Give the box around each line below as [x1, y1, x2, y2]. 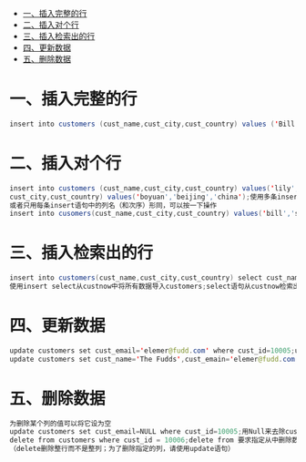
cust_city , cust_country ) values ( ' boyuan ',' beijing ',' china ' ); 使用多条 [9, 192, 278, 201]
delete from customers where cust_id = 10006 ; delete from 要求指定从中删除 [9, 436, 293, 445]
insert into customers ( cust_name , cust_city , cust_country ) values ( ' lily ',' [9, 183, 303, 193]
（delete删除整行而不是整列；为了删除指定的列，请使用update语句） [9, 445, 235, 454]
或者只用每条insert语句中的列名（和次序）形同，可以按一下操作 [9, 200, 218, 210]
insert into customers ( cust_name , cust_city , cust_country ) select [9, 273, 262, 282]
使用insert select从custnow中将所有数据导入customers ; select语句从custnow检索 [9, 282, 294, 292]
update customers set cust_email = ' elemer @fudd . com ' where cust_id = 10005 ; [9, 345, 296, 355]
